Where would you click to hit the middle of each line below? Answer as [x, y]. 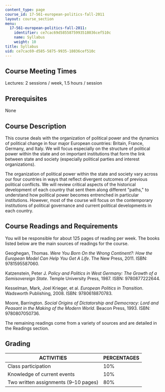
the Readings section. [27, 328]
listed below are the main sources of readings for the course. [67, 244]
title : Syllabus [22, 47]
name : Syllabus [30, 38]
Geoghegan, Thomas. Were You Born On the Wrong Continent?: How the [79, 253]
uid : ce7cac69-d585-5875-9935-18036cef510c [50, 51]
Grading [18, 344]
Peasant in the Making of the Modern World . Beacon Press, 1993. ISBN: [78, 308]
